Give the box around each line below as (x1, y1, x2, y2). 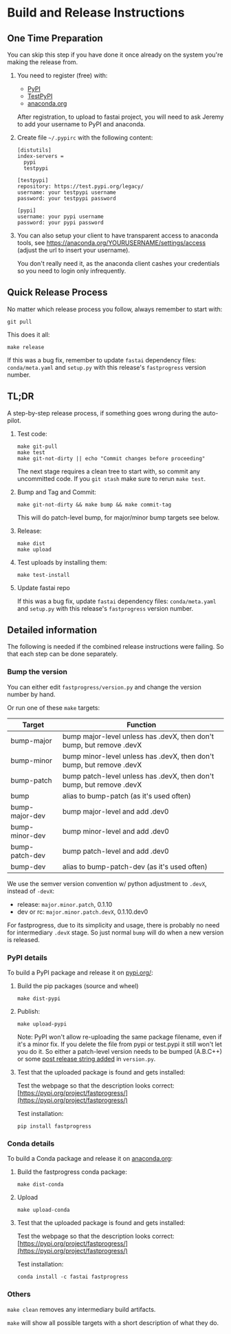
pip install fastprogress (16, 1123, 91, 1130)
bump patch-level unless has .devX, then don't (62, 771, 214, 781)
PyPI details (7, 952, 48, 962)
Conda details (7, 1139, 55, 1148)
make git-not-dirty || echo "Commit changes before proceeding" (16, 455, 206, 462)
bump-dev (10, 861, 46, 871)
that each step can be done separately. (7, 650, 118, 658)
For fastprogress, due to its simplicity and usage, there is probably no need (7, 921, 220, 929)
